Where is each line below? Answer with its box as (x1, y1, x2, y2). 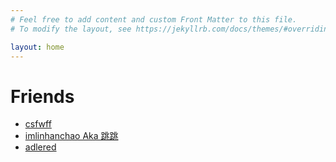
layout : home (10, 42, 65, 52)
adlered (24, 141, 57, 153)
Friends (10, 85, 75, 108)
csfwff (24, 118, 52, 130)
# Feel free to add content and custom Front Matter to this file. (10, 14, 298, 25)
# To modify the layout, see (10, 24, 132, 34)
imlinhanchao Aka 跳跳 (24, 130, 119, 142)
